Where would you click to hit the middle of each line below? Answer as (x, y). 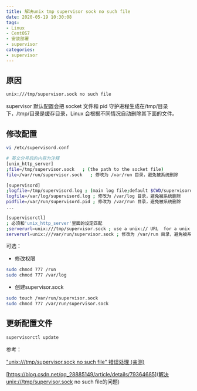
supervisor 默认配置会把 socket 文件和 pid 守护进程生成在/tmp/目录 (87, 106)
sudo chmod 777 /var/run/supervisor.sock (57, 304)
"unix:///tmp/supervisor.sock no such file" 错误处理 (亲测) (75, 362)
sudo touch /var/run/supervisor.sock (52, 298)
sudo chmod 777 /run (31, 270)
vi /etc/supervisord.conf (38, 148)
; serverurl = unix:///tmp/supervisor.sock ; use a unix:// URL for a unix (98, 229)
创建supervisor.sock (39, 287)
